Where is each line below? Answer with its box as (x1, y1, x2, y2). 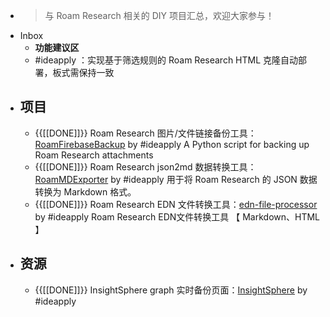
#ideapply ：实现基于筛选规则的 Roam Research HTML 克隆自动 (34, 54, 299, 66)
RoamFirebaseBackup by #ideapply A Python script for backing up (34, 138, 310, 150)
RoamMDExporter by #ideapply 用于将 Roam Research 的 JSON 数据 (34, 173, 318, 185)
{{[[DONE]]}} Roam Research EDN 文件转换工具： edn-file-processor (34, 198, 318, 210)
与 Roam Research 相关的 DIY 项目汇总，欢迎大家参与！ (44, 10, 275, 21)
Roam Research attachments (34, 149, 154, 161)
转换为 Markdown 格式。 (34, 185, 137, 198)
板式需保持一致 (52, 67, 115, 78)
